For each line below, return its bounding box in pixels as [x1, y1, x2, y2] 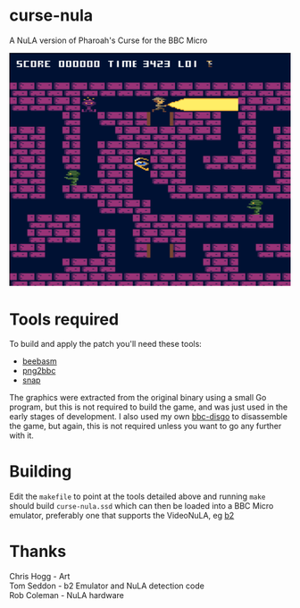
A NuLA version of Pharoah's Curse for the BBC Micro [9, 35, 208, 46]
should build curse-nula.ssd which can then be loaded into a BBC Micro [9, 501, 274, 511]
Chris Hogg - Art [9, 571, 71, 582]
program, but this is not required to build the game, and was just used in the [9, 401, 288, 412]
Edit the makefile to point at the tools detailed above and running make [9, 491, 266, 502]
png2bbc [21, 366, 56, 376]
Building [9, 461, 72, 482]
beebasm [21, 356, 57, 367]
